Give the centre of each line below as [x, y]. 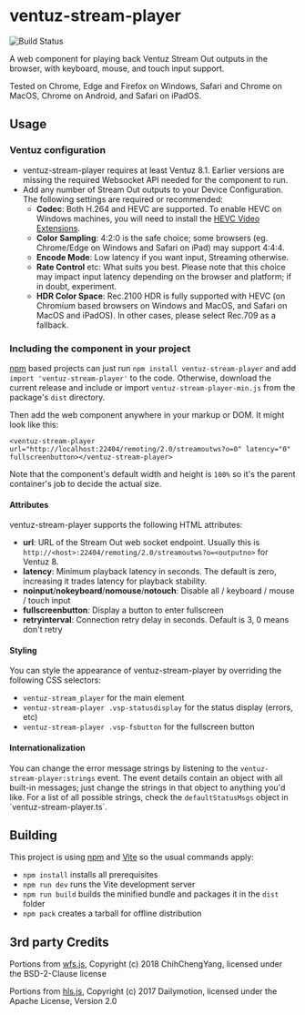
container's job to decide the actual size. [86, 483]
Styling [24, 650]
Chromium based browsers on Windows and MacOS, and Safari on [162, 305]
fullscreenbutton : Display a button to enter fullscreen [123, 610]
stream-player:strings [52, 778]
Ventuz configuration [58, 150]
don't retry [42, 630]
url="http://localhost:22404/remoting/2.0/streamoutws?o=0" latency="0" [150, 449]
